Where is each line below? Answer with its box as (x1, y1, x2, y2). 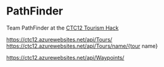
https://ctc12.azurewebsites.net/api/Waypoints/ (6, 54, 125, 61)
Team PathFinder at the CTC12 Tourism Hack (6, 24, 119, 31)
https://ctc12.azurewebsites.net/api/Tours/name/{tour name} (6, 42, 158, 49)
